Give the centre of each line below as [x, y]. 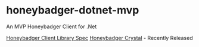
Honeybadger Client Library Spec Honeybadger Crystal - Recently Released [99, 38]
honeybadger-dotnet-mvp [73, 10]
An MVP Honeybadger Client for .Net [52, 26]
